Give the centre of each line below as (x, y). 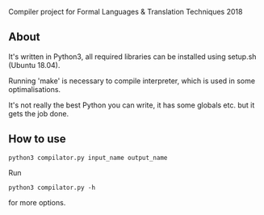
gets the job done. (39, 113)
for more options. (37, 202)
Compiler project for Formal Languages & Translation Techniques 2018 (126, 12)
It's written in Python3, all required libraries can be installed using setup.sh (132, 57)
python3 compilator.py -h (52, 188)
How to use (37, 139)
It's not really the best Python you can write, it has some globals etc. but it (132, 105)
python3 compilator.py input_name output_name (88, 158)
